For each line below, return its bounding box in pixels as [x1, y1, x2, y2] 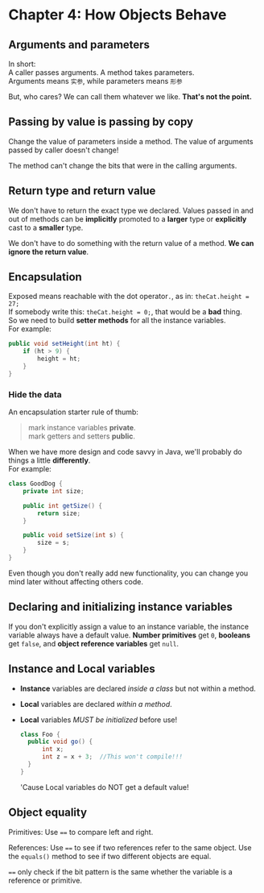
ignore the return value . [8, 247, 89, 256]
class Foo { [19, 730, 60, 738]
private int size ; [23, 487, 85, 495]
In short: [8, 59, 36, 69]
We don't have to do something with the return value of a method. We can [8, 238, 254, 247]
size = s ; [37, 538, 70, 547]
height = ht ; [37, 355, 81, 363]
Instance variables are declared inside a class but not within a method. [19, 683, 256, 693]
